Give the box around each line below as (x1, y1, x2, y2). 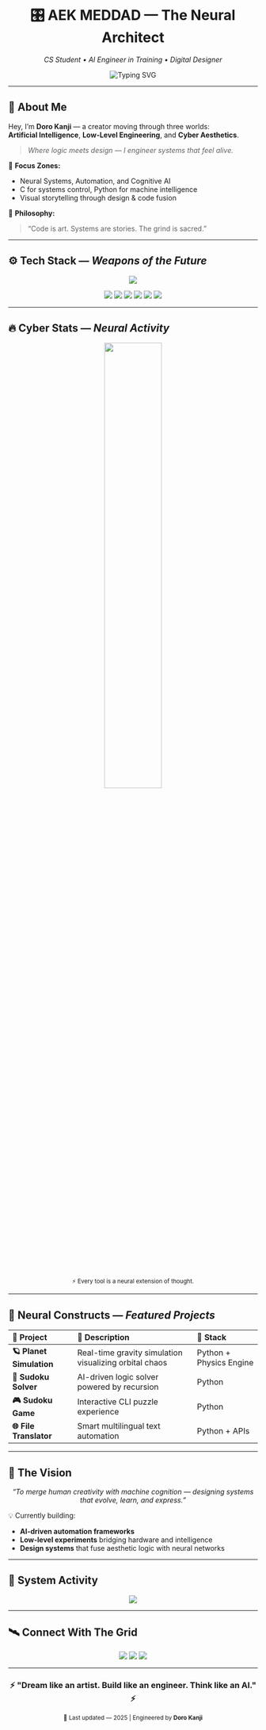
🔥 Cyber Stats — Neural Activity (8, 321, 170, 335)
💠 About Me (8, 101, 67, 114)
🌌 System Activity (8, 1574, 99, 1587)
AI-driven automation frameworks (19, 1527, 135, 1536)
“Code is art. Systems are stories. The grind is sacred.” (27, 224, 207, 233)
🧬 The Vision (8, 1466, 73, 1479)
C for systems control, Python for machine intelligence (19, 184, 198, 194)
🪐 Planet (12, 1345, 47, 1357)
